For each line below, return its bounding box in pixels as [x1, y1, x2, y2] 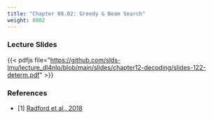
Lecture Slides [7, 40, 57, 50]
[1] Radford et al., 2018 [17, 104, 83, 113]
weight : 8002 [7, 17, 46, 24]
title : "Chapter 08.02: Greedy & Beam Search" [7, 10, 146, 17]
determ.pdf [7, 71, 40, 79]
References [7, 88, 48, 98]
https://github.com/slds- [50, 55, 121, 64]
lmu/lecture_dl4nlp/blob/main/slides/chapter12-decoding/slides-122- [7, 63, 207, 71]
